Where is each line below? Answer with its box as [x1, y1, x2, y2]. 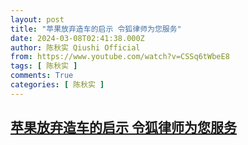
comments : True [10, 71, 74, 81]
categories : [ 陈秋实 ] [10, 80, 105, 90]
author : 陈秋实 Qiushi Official [10, 42, 141, 53]
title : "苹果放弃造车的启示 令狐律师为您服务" [10, 24, 182, 34]
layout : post [10, 14, 65, 25]
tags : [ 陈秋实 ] [10, 61, 78, 71]
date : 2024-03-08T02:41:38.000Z [10, 33, 145, 43]
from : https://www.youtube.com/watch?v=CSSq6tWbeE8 [10, 52, 230, 62]
